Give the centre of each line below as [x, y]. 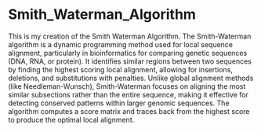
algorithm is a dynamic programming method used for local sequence [121, 44]
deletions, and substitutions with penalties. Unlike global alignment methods [131, 78]
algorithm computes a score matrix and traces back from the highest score [129, 111]
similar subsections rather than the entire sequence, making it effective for [129, 94]
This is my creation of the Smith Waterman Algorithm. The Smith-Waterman [130, 36]
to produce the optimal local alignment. [71, 119]
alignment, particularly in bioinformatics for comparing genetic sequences [128, 53]
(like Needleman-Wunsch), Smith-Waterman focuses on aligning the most [127, 86]
